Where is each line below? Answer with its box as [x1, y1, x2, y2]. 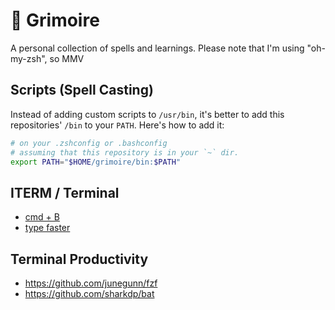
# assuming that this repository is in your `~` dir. [10, 147, 240, 158]
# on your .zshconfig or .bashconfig [10, 138, 168, 148]
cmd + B [24, 211, 60, 223]
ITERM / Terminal [10, 184, 120, 201]
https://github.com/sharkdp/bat [24, 288, 155, 299]
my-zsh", [10, 52, 48, 64]
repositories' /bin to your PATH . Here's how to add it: [10, 119, 225, 131]
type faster [24, 222, 71, 234]
